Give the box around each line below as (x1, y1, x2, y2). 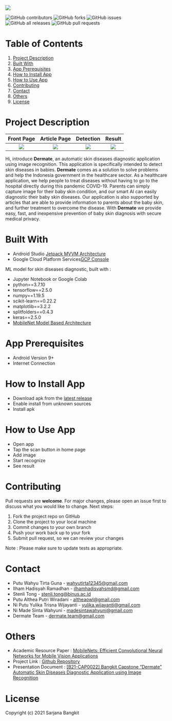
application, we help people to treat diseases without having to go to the (5, 177, 158, 183)
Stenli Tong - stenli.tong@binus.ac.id (12, 591, 91, 597)
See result (12, 463, 35, 469)
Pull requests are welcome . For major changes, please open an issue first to (5, 498, 167, 504)
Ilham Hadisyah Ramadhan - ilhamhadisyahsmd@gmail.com (12, 585, 140, 592)
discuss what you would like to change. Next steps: (5, 503, 114, 509)
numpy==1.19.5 (12, 292, 45, 298)
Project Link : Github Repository (12, 658, 80, 665)
